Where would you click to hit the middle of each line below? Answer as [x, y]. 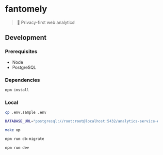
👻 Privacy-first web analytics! [46, 22]
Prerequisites [21, 52]
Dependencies [23, 80]
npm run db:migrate [25, 139]
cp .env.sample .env [26, 113]
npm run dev [17, 147]
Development [26, 38]
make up [13, 130]
